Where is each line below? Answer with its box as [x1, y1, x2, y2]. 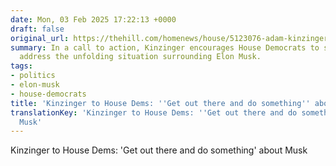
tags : [10, 61, 33, 71]
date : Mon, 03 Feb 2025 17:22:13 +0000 [10, 14, 177, 25]
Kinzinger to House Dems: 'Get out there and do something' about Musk [10, 144, 308, 156]
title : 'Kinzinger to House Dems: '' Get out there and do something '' [10, 98, 311, 108]
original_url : [10, 33, 70, 43]
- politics [10, 71, 56, 81]
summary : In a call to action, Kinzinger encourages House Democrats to [10, 42, 320, 53]
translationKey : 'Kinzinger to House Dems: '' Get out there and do [10, 107, 298, 118]
